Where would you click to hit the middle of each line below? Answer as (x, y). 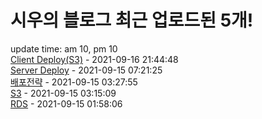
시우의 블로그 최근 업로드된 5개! (132, 20)
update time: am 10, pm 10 (64, 48)
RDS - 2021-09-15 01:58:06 (66, 103)
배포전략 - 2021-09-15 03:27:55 (74, 82)
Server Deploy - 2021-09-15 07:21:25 (86, 70)
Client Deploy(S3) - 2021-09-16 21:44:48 (94, 59)
